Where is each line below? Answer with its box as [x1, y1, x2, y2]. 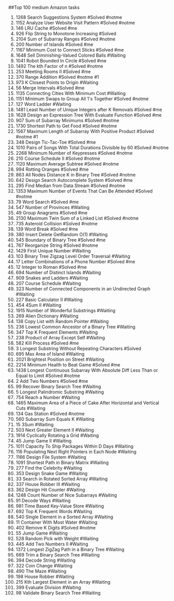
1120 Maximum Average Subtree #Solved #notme [15, 161, 119, 167]
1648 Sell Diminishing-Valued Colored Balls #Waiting [15, 52, 126, 58]
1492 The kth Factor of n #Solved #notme [15, 63, 103, 69]
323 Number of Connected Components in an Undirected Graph [15, 286, 151, 292]
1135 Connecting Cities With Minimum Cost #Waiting [15, 90, 126, 96]
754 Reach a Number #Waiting [15, 395, 80, 400]
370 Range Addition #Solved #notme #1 [15, 74, 99, 80]
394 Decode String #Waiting [15, 557, 76, 563]
